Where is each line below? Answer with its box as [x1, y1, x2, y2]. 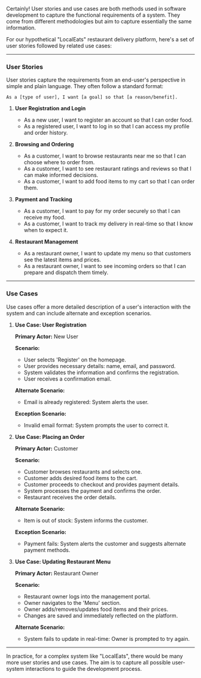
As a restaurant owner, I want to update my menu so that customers [23, 250, 191, 257]
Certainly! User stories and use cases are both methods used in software [6, 5, 187, 12]
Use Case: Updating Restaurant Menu [14, 558, 111, 565]
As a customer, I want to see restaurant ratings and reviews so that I [23, 165, 191, 173]
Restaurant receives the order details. [23, 493, 117, 501]
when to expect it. [23, 227, 69, 234]
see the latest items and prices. [23, 256, 102, 263]
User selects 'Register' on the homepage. [23, 356, 127, 363]
